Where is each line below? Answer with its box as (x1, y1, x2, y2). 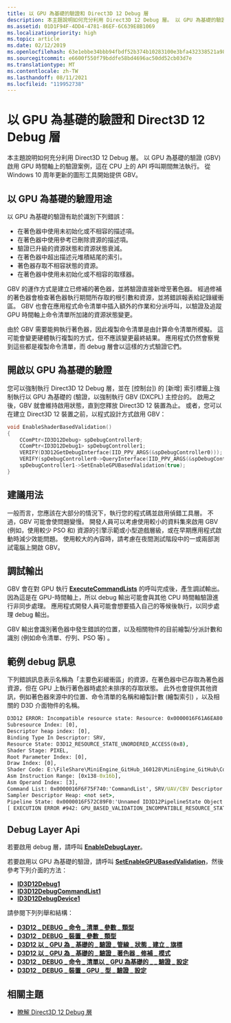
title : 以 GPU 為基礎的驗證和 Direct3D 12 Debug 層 (7, 10, 149, 17)
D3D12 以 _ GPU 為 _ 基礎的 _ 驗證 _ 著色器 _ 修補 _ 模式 (16, 949, 171, 958)
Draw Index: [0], (7, 760, 57, 767)
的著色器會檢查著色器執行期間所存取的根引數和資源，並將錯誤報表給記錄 (7, 293, 212, 302)
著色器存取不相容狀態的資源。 (16, 262, 102, 269)
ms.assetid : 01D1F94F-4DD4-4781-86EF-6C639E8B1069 (7, 23, 155, 30)
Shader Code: (7, 766, 45, 773)
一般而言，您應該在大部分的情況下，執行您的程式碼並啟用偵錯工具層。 (7, 509, 206, 517)
